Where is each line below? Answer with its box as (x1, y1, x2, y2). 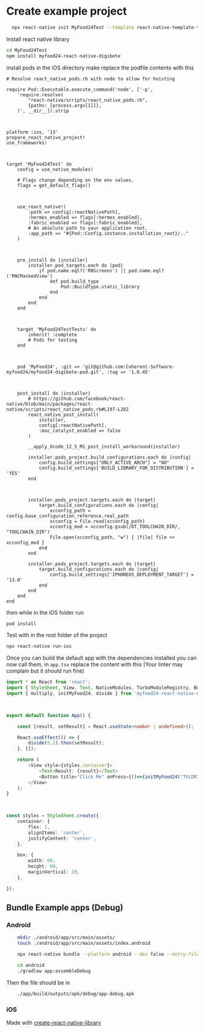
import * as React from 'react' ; (6, 679, 91, 685)
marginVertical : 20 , (28, 869, 80, 875)
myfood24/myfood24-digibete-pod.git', (6, 369, 104, 375)
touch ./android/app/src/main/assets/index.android (17, 940, 151, 947)
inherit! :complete (28, 331, 78, 338)
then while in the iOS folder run (6, 609, 84, 616)
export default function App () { (6, 712, 91, 718)
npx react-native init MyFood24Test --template (12, 24, 135, 30)
